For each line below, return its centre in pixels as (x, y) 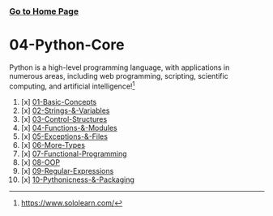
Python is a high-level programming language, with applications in (119, 67)
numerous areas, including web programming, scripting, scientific (119, 76)
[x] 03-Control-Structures (64, 119)
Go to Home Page (44, 11)
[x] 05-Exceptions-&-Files (64, 136)
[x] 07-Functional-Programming (74, 153)
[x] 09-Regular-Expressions (67, 171)
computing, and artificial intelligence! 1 (72, 85)
